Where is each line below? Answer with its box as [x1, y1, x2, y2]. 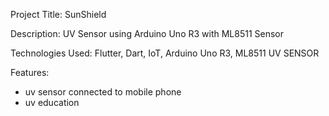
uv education [24, 97, 80, 108]
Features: [10, 67, 50, 78]
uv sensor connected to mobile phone [24, 86, 182, 98]
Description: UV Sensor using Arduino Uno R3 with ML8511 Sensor [10, 28, 285, 39]
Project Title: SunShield [10, 9, 107, 20]
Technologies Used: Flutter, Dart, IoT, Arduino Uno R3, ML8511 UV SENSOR [10, 47, 320, 59]
